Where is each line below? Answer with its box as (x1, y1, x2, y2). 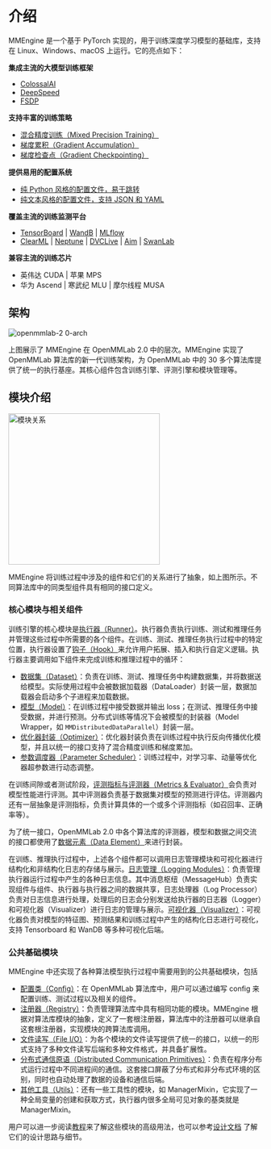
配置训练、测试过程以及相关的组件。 (19, 994, 141, 1004)
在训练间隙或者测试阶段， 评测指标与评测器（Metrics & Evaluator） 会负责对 (8, 779, 257, 789)
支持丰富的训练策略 (8, 112, 73, 122)
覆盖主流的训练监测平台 (8, 211, 86, 221)
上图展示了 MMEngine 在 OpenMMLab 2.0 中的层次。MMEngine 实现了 (8, 345, 244, 354)
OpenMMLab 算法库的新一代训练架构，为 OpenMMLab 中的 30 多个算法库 (8, 354, 255, 364)
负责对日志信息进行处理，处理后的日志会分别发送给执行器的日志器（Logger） (8, 894, 262, 904)
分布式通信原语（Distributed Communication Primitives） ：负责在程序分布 (19, 1055, 263, 1064)
